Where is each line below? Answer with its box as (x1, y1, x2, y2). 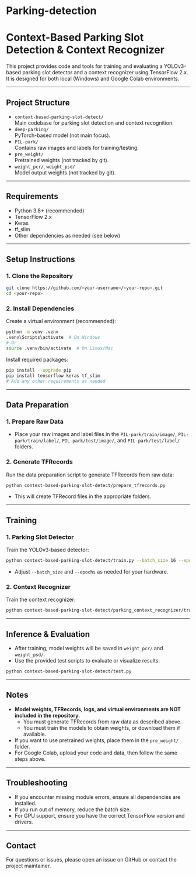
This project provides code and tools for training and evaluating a (6, 63, 163, 70)
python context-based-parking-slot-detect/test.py (6, 668, 132, 674)
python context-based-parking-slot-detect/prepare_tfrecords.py (6, 482, 166, 488)
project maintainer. (6, 862, 51, 870)
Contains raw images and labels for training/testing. (14, 144, 139, 151)
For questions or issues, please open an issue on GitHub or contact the (6, 856, 177, 863)
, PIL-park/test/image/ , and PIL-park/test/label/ (59, 437, 180, 444)
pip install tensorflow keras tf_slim (6, 373, 100, 379)
